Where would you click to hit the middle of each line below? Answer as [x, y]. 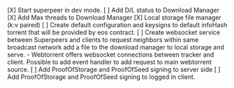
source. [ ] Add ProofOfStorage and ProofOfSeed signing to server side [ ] [114, 69]
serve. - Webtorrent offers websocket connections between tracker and [111, 54]
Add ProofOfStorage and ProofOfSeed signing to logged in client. [101, 77]
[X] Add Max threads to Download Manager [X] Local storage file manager [114, 17]
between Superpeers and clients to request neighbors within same [103, 40]
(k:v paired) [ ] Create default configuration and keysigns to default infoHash [117, 25]
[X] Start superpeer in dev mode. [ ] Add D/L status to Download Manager [114, 10]
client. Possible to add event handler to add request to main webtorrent [109, 62]
